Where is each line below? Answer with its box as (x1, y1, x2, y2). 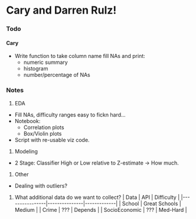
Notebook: (14, 117, 41, 124)
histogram (23, 65, 48, 72)
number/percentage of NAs (23, 72, 90, 79)
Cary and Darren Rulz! (6, 4, 117, 17)
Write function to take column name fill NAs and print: (14, 53, 146, 60)
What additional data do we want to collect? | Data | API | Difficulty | (14, 194, 180, 201)
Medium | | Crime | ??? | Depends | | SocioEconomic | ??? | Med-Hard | (14, 206, 187, 213)
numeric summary (23, 59, 68, 66)
